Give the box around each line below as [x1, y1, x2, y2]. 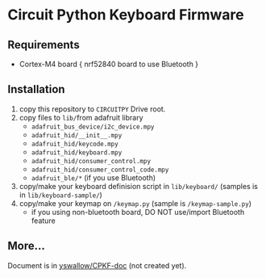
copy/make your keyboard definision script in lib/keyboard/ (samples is [19, 181, 259, 191]
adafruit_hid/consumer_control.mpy [31, 157, 151, 165]
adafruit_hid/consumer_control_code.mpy [31, 166, 169, 174]
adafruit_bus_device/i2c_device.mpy [31, 123, 155, 131]
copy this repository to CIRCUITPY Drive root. [19, 103, 166, 114]
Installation [7, 82, 65, 96]
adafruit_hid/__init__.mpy [31, 131, 123, 139]
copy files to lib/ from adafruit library [19, 112, 143, 122]
